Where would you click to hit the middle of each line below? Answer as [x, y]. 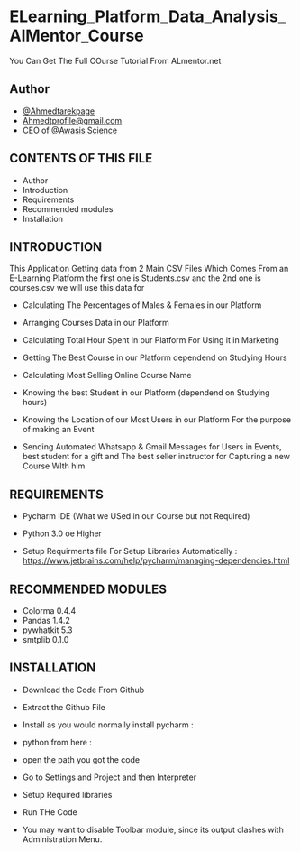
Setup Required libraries [67, 794]
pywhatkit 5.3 [47, 630]
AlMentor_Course [77, 36]
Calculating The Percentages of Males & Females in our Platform [142, 305]
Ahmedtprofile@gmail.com [72, 120]
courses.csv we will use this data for [77, 288]
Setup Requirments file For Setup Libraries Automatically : [130, 551]
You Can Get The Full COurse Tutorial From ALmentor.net [115, 60]
